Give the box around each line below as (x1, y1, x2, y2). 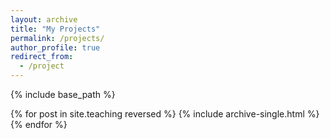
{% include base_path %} (10, 89, 116, 100)
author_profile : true (10, 42, 101, 53)
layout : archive (10, 14, 78, 25)
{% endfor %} (10, 119, 68, 130)
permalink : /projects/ (10, 33, 105, 43)
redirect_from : (10, 52, 74, 62)
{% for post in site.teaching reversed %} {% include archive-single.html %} (10, 108, 320, 120)
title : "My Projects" (10, 24, 101, 34)
